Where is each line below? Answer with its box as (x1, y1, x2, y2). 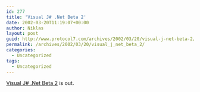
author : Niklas (6, 25, 44, 31)
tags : (6, 58, 20, 64)
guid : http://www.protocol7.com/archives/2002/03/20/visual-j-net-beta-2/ (6, 36, 196, 42)
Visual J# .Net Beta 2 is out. (6, 80, 74, 87)
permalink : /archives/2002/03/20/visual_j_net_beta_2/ (6, 42, 145, 48)
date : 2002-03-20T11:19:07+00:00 (6, 19, 89, 25)
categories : (6, 47, 36, 53)
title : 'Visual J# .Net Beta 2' (6, 14, 86, 20)
